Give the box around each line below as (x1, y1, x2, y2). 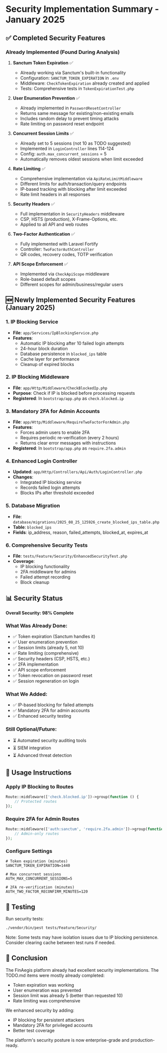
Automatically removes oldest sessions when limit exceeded (20, 156, 143, 162)
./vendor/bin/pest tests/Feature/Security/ (5, 925, 97, 931)
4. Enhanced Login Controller (5, 458, 77, 465)
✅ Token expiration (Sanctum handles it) (12, 633, 96, 639)
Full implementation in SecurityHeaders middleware (20, 211, 125, 216)
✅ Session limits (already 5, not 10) (12, 645, 84, 651)
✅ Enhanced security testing (12, 713, 71, 719)
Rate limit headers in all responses (20, 191, 91, 197)
